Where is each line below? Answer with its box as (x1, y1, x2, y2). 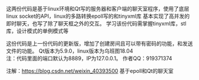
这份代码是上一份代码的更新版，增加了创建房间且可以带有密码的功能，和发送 (6, 40, 193, 47)
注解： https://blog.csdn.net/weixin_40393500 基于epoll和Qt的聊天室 (6, 68, 174, 74)
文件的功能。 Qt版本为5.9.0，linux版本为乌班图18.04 (6, 47, 133, 55)
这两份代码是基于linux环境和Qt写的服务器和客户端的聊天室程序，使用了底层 (6, 5, 190, 12)
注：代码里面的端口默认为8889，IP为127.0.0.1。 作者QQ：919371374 (6, 55, 173, 62)
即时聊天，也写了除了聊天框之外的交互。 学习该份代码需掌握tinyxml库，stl (6, 20, 187, 27)
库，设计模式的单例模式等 (6, 27, 69, 34)
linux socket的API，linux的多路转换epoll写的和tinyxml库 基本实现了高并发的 (6, 12, 190, 20)
